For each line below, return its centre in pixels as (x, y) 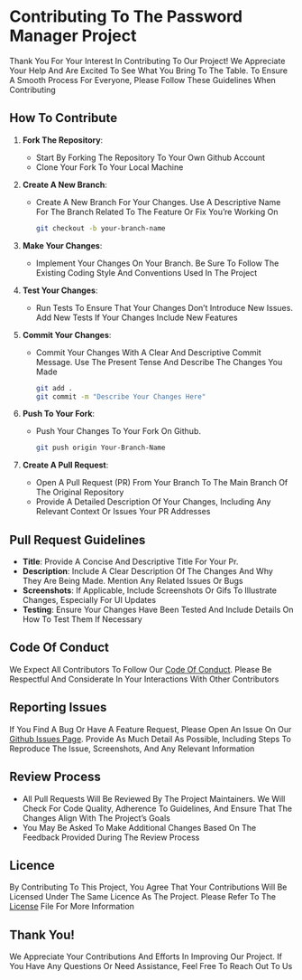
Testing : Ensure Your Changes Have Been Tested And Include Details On (158, 610)
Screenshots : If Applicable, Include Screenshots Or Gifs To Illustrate (150, 590)
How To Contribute (64, 118)
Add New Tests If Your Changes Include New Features (137, 317)
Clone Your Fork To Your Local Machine (110, 167)
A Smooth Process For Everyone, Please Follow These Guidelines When (143, 80)
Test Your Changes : (60, 290)
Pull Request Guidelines (78, 540)
